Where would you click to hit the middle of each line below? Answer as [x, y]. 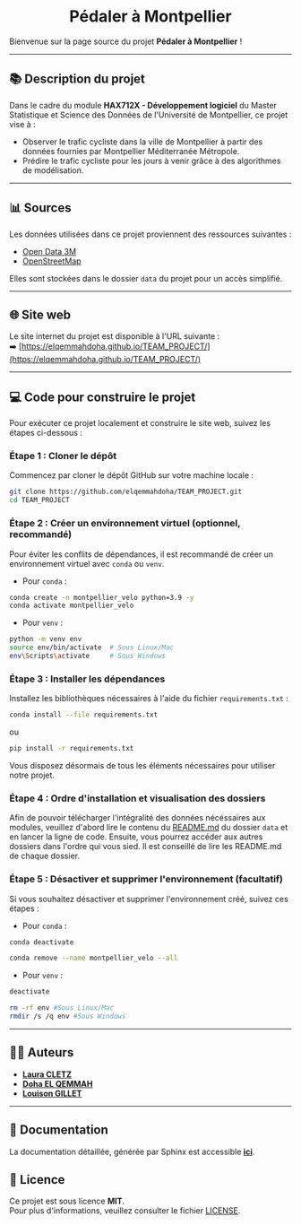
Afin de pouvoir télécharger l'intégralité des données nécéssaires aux [138, 818]
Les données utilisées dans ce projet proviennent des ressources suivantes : [150, 234]
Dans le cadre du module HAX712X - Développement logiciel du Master [143, 105]
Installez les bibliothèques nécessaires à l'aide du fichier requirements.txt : [149, 699]
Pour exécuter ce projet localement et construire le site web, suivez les [140, 423]
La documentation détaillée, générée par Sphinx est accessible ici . [132, 1151]
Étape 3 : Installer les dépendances [87, 679]
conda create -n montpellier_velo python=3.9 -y [102, 597]
